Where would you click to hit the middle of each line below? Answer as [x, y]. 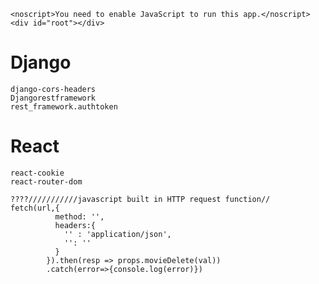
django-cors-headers [53, 89]
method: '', [79, 216]
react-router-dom [46, 181]
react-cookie [37, 173]
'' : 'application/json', [117, 234]
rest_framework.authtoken [64, 106]
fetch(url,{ [35, 208]
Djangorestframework [53, 98]
